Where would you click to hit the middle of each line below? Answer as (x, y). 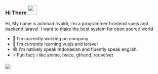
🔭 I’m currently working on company (50, 39)
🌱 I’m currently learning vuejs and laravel (55, 44)
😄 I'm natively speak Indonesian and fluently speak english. (75, 49)
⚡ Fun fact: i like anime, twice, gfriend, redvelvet (63, 55)
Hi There (16, 13)
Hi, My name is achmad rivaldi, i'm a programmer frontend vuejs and (77, 24)
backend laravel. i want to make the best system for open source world (79, 29)
